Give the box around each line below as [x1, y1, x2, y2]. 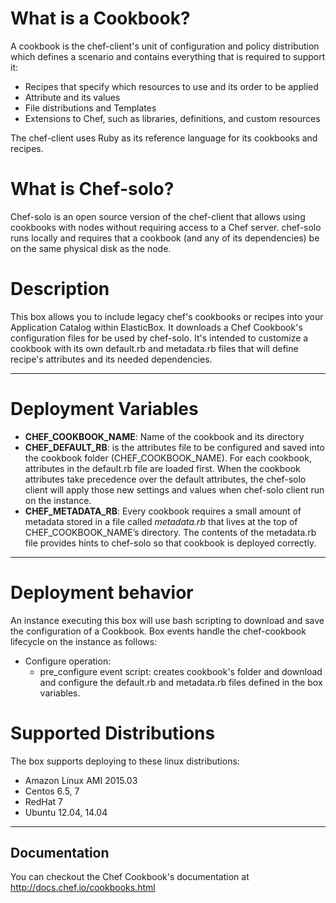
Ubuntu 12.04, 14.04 [24, 806, 108, 818]
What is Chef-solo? [10, 178, 175, 201]
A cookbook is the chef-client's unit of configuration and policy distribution [10, 40, 320, 52]
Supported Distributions [10, 722, 216, 744]
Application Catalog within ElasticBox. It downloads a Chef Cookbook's [10, 321, 303, 333]
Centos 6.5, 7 [24, 785, 80, 797]
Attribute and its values [24, 91, 121, 103]
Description [10, 278, 110, 301]
